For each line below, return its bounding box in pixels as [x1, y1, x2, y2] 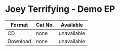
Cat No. [36, 21, 54, 28]
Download [7, 38, 31, 45]
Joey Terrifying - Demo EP [5, 3, 115, 15]
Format [10, 21, 28, 28]
